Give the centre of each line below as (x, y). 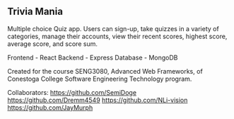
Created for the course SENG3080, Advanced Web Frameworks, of (105, 71)
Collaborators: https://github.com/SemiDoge (72, 92)
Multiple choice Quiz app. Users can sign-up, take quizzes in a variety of (113, 28)
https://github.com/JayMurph (50, 107)
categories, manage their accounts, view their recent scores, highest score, (117, 36)
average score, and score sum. (52, 44)
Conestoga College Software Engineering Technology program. (100, 79)
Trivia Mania (35, 12)
